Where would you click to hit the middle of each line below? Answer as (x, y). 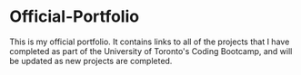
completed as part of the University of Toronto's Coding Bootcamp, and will (151, 51)
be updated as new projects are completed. (91, 61)
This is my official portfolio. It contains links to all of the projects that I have (150, 42)
